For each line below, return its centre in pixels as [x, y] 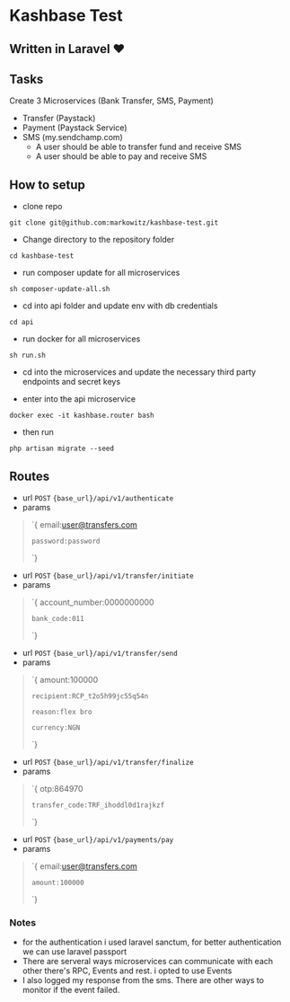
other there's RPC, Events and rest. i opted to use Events [127, 971]
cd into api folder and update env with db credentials [120, 306]
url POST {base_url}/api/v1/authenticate [98, 498]
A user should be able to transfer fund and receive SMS [139, 147]
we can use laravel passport [75, 952]
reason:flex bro [62, 712]
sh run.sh [28, 356]
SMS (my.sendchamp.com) [72, 137]
